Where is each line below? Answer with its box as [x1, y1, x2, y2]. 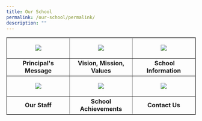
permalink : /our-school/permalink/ [6, 14, 96, 20]
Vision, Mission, [78, 59, 124, 68]
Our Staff [25, 101, 52, 110]
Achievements [79, 105, 123, 113]
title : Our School [6, 8, 52, 15]
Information [146, 66, 182, 75]
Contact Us [147, 101, 180, 110]
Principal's [22, 59, 54, 68]
